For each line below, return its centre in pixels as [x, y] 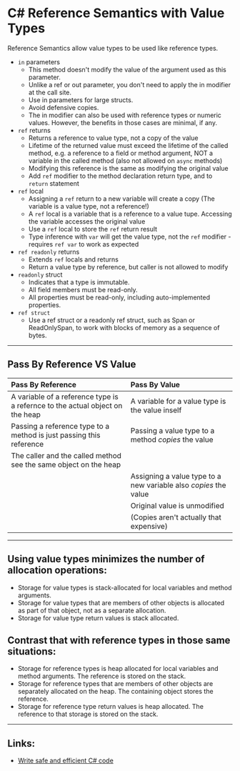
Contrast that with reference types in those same [119, 640]
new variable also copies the [178, 485]
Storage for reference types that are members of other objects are [115, 684]
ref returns [34, 130]
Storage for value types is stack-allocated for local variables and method [125, 587]
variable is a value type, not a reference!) [89, 206]
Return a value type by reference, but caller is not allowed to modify [128, 267]
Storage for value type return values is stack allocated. [98, 618]
